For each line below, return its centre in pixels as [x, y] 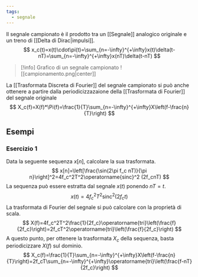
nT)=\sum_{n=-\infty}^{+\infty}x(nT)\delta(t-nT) [95, 56]
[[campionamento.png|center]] [58, 73]
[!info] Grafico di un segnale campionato [70, 67]
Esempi [20, 132]
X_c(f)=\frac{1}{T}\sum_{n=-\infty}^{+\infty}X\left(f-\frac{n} [103, 255]
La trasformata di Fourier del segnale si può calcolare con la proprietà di [94, 207]
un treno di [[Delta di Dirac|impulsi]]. [51, 40]
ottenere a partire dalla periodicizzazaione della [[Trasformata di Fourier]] [95, 91]
